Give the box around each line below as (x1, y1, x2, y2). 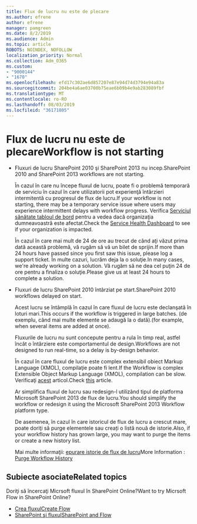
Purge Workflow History (14, 455, 73, 462)
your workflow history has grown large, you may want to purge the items (14, 431, 191, 438)
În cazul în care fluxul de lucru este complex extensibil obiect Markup (14, 358, 183, 365)
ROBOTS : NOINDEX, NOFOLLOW (6, 47, 72, 53)
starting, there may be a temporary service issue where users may (14, 201, 176, 208)
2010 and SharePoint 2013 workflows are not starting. (14, 171, 145, 178)
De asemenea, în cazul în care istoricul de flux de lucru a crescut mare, (14, 419, 187, 426)
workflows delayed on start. (14, 293, 82, 300)
